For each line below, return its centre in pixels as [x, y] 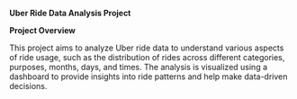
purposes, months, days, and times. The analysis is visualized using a [139, 67]
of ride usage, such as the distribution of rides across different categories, [147, 57]
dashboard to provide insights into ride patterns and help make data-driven [148, 76]
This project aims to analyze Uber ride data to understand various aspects [147, 48]
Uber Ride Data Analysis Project [70, 13]
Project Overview [43, 30]
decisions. [28, 86]
